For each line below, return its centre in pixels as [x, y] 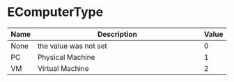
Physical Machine [66, 57]
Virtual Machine [63, 68]
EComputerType [55, 12]
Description [117, 34]
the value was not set [72, 46]
